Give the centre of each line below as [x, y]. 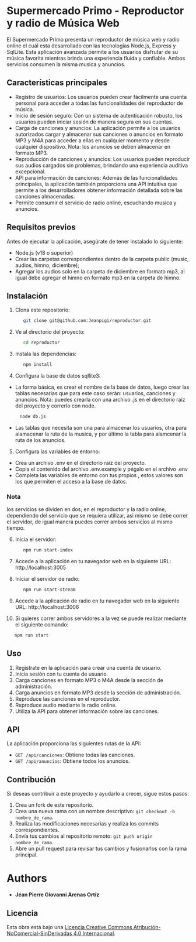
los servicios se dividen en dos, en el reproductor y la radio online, [87, 509]
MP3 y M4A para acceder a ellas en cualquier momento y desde [92, 140]
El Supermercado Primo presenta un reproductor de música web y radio [93, 39]
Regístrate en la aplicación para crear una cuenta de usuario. [88, 667]
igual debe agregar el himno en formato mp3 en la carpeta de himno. [98, 278]
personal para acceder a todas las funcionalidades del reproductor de [99, 103]
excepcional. [30, 172]
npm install [38, 365]
